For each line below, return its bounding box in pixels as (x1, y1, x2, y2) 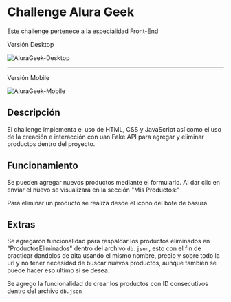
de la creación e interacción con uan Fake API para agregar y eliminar (7, 132, 204, 141)
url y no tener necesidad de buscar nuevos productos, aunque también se (7, 259, 217, 268)
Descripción (7, 107, 60, 119)
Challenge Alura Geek (7, 4, 135, 20)
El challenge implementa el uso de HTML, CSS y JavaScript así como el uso (7, 125, 222, 133)
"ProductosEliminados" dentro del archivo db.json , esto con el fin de (7, 244, 201, 252)
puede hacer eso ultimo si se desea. (7, 266, 110, 274)
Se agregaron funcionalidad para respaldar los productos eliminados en (7, 237, 210, 245)
